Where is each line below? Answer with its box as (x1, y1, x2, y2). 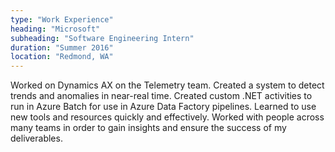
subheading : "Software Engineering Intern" (10, 33, 195, 43)
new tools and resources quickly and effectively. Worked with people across (10, 111, 325, 123)
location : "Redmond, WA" (10, 52, 114, 62)
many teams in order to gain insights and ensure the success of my (10, 122, 287, 134)
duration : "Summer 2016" (10, 42, 114, 53)
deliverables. (10, 132, 63, 145)
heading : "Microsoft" (10, 24, 101, 34)
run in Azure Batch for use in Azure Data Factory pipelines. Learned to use (10, 101, 317, 113)
